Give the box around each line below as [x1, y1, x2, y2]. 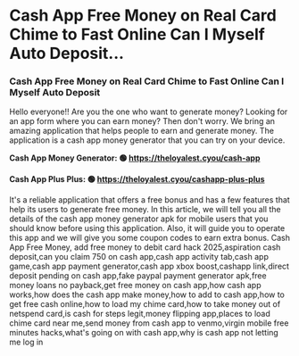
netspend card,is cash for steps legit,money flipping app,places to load [9, 309, 270, 319]
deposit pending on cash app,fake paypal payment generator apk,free [9, 270, 267, 281]
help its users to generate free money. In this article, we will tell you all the [9, 204, 281, 215]
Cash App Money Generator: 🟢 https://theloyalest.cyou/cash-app [9, 153, 261, 163]
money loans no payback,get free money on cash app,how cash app [9, 280, 262, 291]
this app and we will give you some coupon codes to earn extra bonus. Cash [9, 233, 291, 244]
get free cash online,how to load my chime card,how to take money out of [9, 299, 281, 310]
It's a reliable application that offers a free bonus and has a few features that [9, 195, 290, 205]
